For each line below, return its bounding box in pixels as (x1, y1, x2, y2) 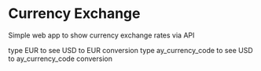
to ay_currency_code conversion (8, 54, 112, 63)
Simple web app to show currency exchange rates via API (8, 30, 195, 40)
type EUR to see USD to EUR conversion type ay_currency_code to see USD (8, 45, 253, 55)
